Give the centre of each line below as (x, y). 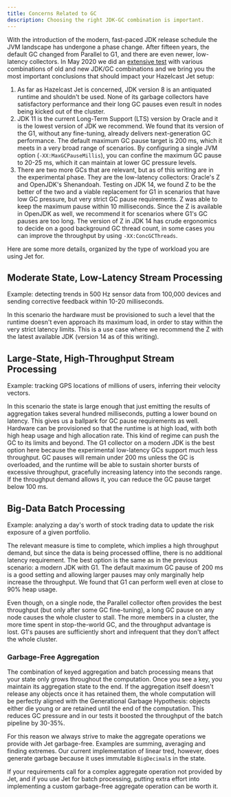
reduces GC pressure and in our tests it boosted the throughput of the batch (115, 716)
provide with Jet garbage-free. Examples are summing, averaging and (107, 744)
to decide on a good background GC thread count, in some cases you (116, 228)
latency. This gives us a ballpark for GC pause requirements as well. (103, 421)
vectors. (19, 393)
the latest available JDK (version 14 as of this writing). (83, 337)
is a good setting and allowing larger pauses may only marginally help (106, 574)
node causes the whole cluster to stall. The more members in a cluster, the (113, 617)
